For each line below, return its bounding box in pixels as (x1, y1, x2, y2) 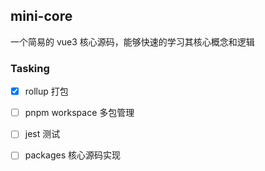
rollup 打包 (24, 85, 69, 98)
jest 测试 (24, 128, 61, 140)
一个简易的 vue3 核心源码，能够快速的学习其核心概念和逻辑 (10, 35, 255, 48)
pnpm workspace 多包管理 (24, 107, 135, 119)
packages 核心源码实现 (24, 149, 121, 161)
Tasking (10, 61, 50, 75)
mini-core (10, 8, 73, 25)
